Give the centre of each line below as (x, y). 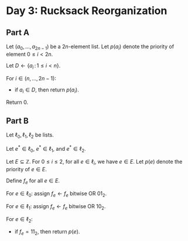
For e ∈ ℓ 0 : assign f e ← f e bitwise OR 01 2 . (57, 194)
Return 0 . (17, 102)
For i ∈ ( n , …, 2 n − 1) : (31, 78)
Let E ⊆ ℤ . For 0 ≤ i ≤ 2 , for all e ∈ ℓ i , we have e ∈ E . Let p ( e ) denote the (94, 162)
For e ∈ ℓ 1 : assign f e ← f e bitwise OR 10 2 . (56, 207)
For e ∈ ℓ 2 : (20, 220)
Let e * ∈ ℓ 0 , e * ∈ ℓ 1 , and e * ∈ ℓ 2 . (46, 149)
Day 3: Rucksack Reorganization (87, 11)
